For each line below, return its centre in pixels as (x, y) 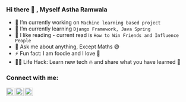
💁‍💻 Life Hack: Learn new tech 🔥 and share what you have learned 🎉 (98, 62)
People (23, 41)
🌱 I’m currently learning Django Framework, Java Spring (83, 29)
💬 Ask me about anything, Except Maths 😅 (67, 47)
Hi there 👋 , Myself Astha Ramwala (57, 10)
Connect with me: (32, 78)
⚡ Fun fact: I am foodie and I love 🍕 (57, 54)
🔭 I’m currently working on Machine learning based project (88, 23)
